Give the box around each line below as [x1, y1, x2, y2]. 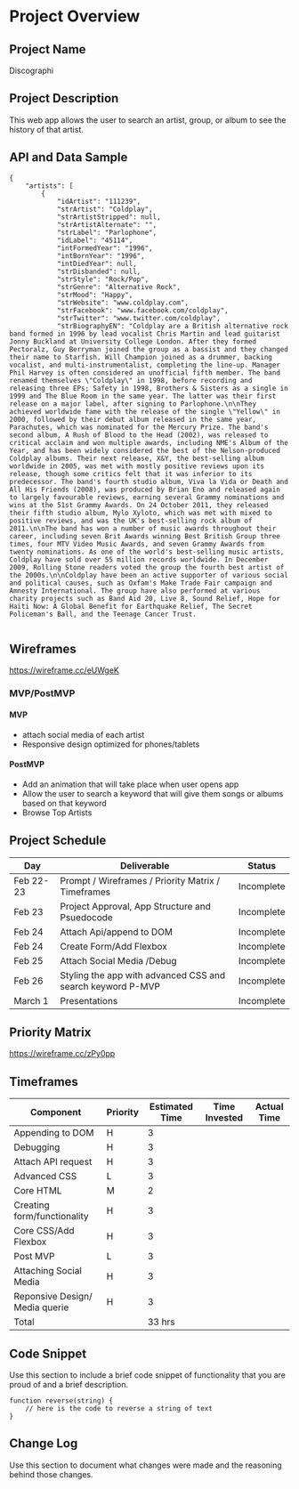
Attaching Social [13, 1265, 83, 1277]
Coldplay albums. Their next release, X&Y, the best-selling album [9, 454, 265, 463]
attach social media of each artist [21, 729, 145, 740]
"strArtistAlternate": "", [56, 220, 158, 229]
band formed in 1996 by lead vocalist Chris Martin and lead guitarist [9, 329, 280, 338]
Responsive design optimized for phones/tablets [21, 739, 200, 749]
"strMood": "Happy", [56, 290, 133, 299]
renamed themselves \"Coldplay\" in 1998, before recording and [9, 376, 253, 384]
